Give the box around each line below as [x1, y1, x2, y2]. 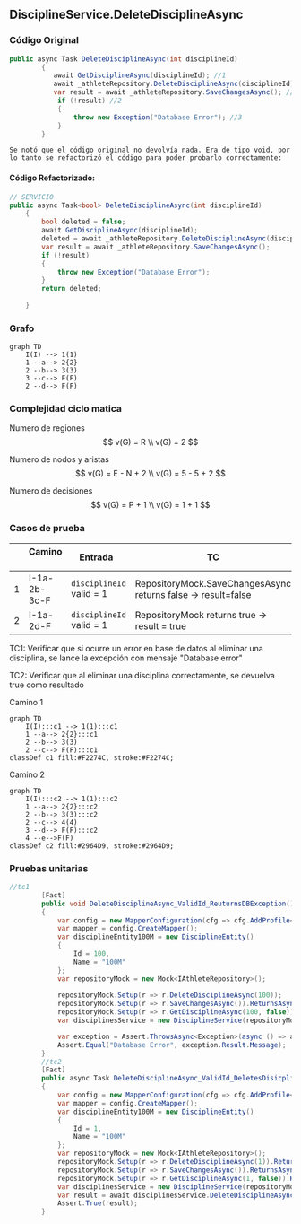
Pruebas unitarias [9, 861, 89, 874]
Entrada [79, 551, 114, 564]
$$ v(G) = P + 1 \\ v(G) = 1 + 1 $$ [90, 500, 211, 511]
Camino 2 [9, 769, 45, 780]
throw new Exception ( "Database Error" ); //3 [73, 112, 243, 122]
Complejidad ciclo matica [9, 403, 123, 415]
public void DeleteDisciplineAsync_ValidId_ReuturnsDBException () [41, 899, 295, 908]
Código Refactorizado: [9, 172, 96, 183]
